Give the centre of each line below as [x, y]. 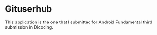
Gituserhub [29, 9]
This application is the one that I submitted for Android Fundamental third [79, 22]
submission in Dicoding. [29, 27]
